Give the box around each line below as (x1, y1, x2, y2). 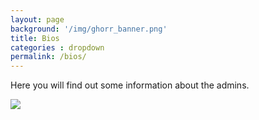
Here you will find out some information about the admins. (10, 79, 250, 91)
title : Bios (10, 33, 60, 43)
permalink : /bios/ (10, 52, 87, 62)
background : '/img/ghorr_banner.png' (10, 24, 168, 34)
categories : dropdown (10, 42, 105, 53)
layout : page (10, 14, 65, 25)
